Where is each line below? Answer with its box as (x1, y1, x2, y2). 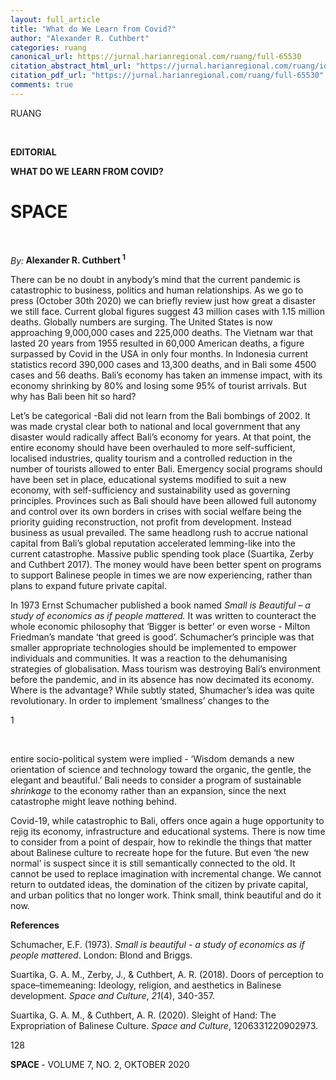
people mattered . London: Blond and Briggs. (10, 949, 193, 961)
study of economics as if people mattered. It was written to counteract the (10, 610, 317, 622)
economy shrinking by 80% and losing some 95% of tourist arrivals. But (10, 380, 307, 392)
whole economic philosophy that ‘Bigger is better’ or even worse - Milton (10, 621, 311, 633)
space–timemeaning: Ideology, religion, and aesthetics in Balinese (10, 979, 282, 991)
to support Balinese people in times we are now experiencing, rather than (10, 569, 313, 581)
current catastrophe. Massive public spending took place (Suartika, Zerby (10, 548, 314, 560)
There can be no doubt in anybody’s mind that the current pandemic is (10, 274, 301, 286)
